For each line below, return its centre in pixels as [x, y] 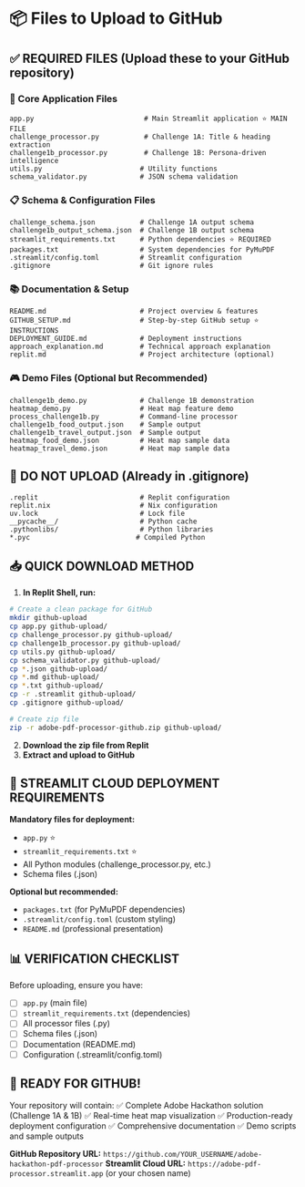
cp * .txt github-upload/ [56, 686]
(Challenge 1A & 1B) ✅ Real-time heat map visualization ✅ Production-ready [151, 1116]
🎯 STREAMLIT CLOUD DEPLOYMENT [115, 784]
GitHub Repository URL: [56, 1154]
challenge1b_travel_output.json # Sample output [106, 432]
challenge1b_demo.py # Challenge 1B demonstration [132, 400]
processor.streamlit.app [56, 1174]
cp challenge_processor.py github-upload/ [91, 635]
